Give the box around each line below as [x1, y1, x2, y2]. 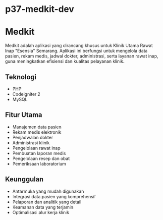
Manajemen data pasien [12, 124, 62, 130]
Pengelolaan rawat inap [12, 145, 61, 151]
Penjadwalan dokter [12, 134, 54, 140]
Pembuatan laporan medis [12, 150, 66, 156]
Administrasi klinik [12, 140, 50, 146]
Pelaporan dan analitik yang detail [12, 199, 82, 205]
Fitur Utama [5, 110, 43, 119]
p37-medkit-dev [5, 3, 74, 15]
